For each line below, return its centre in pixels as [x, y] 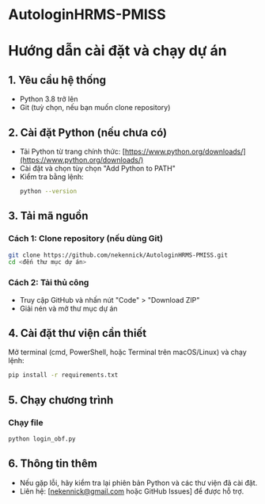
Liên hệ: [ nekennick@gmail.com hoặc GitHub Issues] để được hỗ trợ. [132, 491]
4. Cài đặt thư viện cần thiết [78, 333]
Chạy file [26, 422]
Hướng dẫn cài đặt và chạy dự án [117, 51]
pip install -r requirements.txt [63, 375]
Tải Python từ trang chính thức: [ [72, 151]
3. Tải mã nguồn [48, 216]
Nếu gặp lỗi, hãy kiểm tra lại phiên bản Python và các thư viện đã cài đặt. [138, 483]
